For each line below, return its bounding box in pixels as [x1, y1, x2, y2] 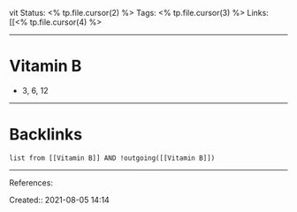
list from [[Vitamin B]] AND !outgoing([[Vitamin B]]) [9, 154, 216, 163]
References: [9, 177, 53, 188]
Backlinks [9, 125, 83, 145]
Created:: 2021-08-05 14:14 [9, 194, 110, 205]
